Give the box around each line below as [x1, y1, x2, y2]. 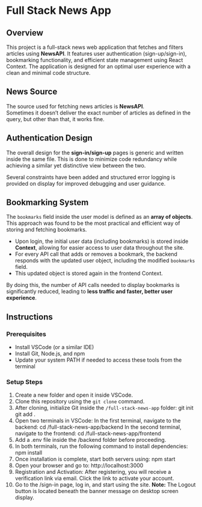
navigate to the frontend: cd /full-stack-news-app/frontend [14, 430, 161, 437]
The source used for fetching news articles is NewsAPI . [6, 102, 145, 110]
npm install [14, 449, 43, 456]
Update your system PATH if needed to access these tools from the [14, 356, 182, 364]
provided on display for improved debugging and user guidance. [6, 180, 166, 187]
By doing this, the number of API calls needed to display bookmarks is [6, 282, 180, 289]
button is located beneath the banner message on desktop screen [14, 488, 179, 495]
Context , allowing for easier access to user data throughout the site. [14, 244, 185, 251]
